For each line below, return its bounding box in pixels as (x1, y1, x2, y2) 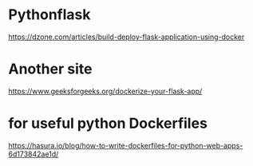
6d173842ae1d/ (8, 149, 59, 159)
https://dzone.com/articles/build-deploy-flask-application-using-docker (8, 32, 245, 41)
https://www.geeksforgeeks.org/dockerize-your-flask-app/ (8, 86, 203, 96)
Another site (8, 60, 93, 78)
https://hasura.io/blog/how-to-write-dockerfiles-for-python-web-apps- (8, 140, 243, 150)
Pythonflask (8, 6, 91, 24)
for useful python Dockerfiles (8, 114, 208, 132)
